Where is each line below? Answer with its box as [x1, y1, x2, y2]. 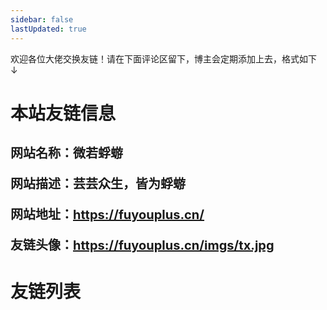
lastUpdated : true [10, 24, 87, 34]
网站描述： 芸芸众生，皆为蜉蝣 [10, 176, 186, 192]
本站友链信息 [10, 102, 117, 125]
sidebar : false [10, 14, 74, 25]
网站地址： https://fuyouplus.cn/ [10, 206, 205, 223]
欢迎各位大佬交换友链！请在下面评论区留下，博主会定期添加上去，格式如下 [10, 52, 317, 65]
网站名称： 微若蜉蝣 [10, 145, 123, 161]
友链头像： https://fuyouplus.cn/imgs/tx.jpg [10, 237, 275, 253]
